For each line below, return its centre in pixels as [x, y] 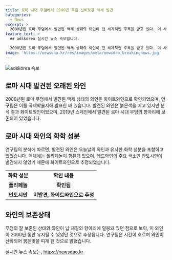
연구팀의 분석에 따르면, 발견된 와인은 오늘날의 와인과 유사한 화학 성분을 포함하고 [84, 150]
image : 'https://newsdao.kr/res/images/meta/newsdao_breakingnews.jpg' [83, 53]
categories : [18, 15]
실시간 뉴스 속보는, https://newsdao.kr [44, 252]
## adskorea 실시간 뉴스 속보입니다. [45, 39]
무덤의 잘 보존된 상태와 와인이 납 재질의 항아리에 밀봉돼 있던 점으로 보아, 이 [80, 228]
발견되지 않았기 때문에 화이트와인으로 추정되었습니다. [58, 162]
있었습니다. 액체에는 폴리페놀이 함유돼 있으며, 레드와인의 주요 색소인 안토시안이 [84, 156]
